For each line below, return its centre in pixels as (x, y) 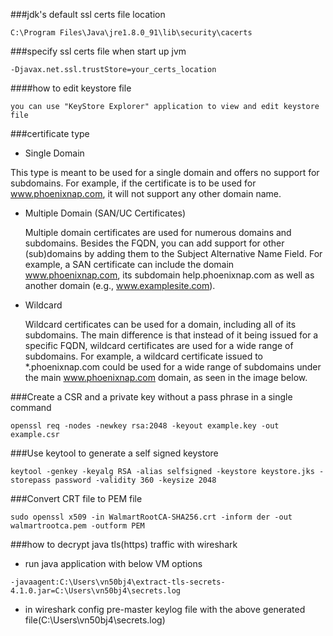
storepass (31, 480)
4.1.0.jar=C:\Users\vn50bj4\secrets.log (96, 591)
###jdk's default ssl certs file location (88, 14)
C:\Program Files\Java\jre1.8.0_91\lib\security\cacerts (131, 33)
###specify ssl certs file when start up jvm (98, 51)
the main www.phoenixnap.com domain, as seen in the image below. (166, 377)
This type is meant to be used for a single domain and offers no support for (165, 172)
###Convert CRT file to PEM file (76, 498)
